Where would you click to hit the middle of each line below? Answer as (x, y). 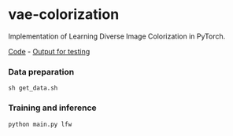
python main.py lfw (40, 124)
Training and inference (52, 108)
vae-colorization (64, 15)
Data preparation (41, 72)
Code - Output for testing (49, 51)
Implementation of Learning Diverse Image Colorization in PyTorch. (117, 36)
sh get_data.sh (33, 88)
